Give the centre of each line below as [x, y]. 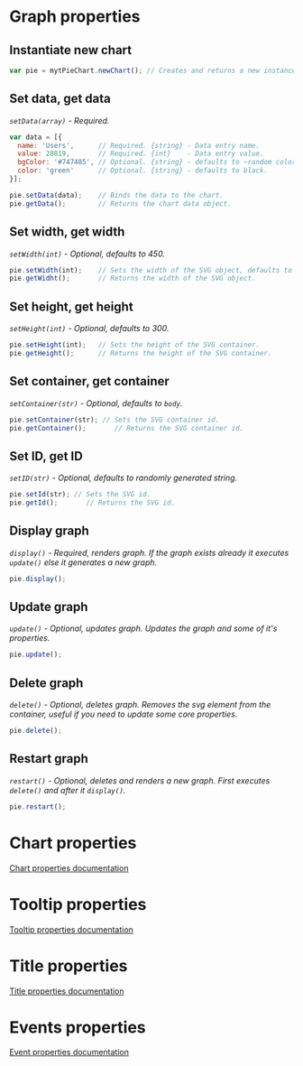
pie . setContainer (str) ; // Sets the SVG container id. [115, 420]
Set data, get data [60, 99]
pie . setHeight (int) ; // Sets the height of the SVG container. [134, 345]
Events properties [78, 1027]
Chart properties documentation [69, 867]
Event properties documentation [69, 1052]
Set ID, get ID [46, 456]
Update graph [49, 607]
